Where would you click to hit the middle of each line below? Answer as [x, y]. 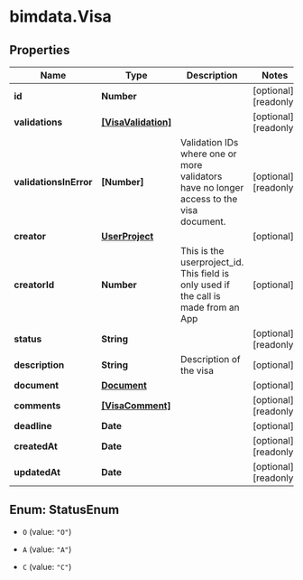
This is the [202, 251]
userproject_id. [212, 262]
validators [201, 176]
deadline [33, 426]
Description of [210, 359]
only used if [205, 285]
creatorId [34, 285]
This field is [205, 273]
